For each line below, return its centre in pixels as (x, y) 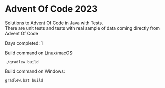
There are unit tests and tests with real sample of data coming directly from (83, 28)
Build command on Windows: (35, 71)
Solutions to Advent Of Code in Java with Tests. (54, 23)
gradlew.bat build (24, 80)
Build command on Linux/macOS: (39, 53)
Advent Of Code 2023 (51, 9)
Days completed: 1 (24, 43)
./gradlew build (22, 62)
